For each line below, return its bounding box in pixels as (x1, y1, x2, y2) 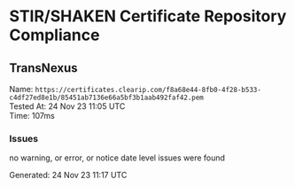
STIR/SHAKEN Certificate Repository (9, 6, 287, 27)
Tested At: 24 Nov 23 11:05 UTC (9, 101, 126, 112)
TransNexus (9, 60, 78, 75)
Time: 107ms (9, 111, 55, 121)
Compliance (9, 25, 100, 45)
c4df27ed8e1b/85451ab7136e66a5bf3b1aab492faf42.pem (9, 93, 204, 102)
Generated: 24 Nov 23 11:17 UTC (9, 170, 128, 181)
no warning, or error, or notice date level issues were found (9, 152, 226, 163)
